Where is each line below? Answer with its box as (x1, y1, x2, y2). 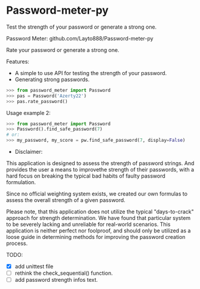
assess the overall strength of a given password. (6, 197, 125, 204)
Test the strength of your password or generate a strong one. (6, 23, 157, 30)
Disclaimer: (14, 148, 43, 156)
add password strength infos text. (14, 276, 99, 284)
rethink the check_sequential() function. (14, 269, 113, 277)
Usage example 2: (6, 109, 51, 116)
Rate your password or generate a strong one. (6, 46, 119, 54)
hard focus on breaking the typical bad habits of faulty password (6, 172, 166, 179)
